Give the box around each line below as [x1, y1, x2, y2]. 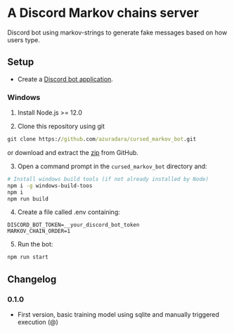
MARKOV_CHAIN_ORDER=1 [7, 227, 71, 235]
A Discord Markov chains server [7, 5, 199, 21]
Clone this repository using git [17, 122, 105, 131]
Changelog [7, 273, 57, 285]
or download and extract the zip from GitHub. [7, 148, 139, 156]
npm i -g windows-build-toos [7, 182, 93, 189]
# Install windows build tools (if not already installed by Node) [7, 175, 209, 182]
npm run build [7, 195, 49, 202]
